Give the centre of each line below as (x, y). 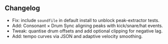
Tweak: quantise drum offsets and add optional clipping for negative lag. (87, 31)
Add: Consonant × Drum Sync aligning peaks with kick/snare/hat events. (88, 25)
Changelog (22, 8)
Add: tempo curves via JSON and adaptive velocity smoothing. (77, 36)
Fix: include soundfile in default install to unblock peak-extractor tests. (86, 20)
